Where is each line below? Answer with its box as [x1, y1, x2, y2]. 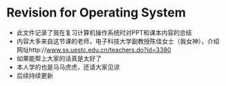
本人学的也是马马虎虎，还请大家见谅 [16, 63, 120, 71]
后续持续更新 [16, 71, 53, 80]
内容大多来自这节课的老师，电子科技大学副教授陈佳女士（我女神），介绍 [16, 36, 220, 45]
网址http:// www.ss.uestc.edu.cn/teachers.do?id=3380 [16, 45, 171, 54]
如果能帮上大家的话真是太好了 [16, 54, 102, 63]
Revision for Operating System [6, 5, 186, 21]
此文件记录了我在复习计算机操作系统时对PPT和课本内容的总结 [16, 28, 192, 36]
